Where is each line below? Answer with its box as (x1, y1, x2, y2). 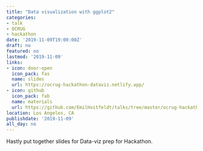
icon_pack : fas (11, 71, 50, 77)
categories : (6, 14, 36, 21)
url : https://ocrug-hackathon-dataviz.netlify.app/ (11, 82, 145, 88)
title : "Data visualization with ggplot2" (6, 8, 115, 15)
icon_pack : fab (11, 93, 50, 99)
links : (6, 59, 23, 65)
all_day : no (6, 121, 36, 127)
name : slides (11, 76, 45, 82)
